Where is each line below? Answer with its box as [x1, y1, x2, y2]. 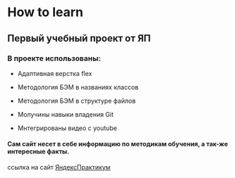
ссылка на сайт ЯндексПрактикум [7, 163, 111, 172]
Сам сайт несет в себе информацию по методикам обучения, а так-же [7, 140, 228, 148]
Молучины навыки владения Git [17, 110, 114, 118]
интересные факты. [7, 147, 70, 155]
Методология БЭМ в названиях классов [17, 82, 139, 91]
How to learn [7, 4, 83, 20]
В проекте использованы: [7, 53, 101, 63]
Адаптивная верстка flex [17, 69, 92, 77]
